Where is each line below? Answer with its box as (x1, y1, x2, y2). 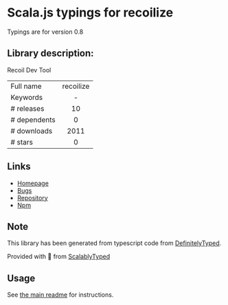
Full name (10, 81, 43, 91)
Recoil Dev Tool (7, 65, 52, 74)
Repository (16, 193, 48, 202)
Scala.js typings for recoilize (7, 5, 174, 21)
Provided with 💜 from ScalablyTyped (7, 253, 111, 261)
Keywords (10, 92, 43, 102)
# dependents (10, 115, 56, 125)
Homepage (16, 179, 49, 187)
